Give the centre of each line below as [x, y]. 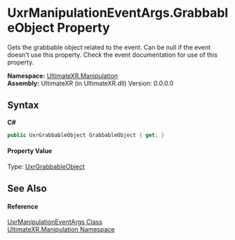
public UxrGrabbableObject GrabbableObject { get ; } [86, 135]
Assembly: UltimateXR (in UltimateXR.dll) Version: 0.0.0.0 [90, 83]
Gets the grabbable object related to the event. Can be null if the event [109, 47]
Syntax [23, 106]
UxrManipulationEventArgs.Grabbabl [118, 13]
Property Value [30, 151]
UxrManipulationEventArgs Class [55, 222]
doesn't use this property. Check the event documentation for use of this [113, 55]
